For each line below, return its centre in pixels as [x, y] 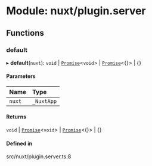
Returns [16, 117]
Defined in [19, 143]
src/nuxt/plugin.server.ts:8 [39, 156]
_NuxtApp [44, 101]
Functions [25, 33]
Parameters [21, 76]
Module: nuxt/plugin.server [76, 11]
